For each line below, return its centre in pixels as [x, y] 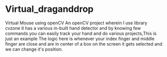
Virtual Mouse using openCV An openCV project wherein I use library [76, 23]
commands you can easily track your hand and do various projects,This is [81, 33]
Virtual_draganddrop [49, 9]
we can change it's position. [34, 49]
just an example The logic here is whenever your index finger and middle [80, 39]
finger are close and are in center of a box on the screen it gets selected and [84, 44]
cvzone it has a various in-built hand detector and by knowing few [73, 28]
